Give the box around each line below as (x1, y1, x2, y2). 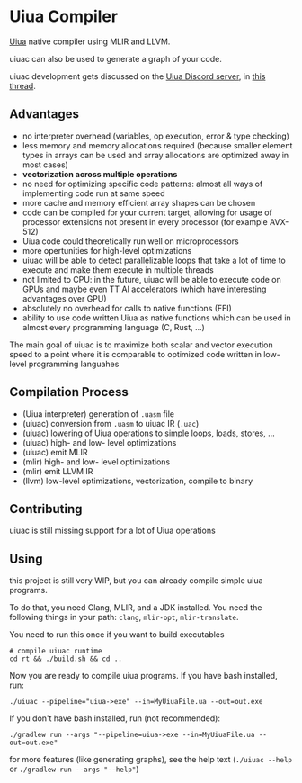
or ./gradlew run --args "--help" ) (9, 763, 139, 775)
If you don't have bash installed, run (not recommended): (9, 713, 220, 724)
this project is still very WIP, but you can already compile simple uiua (9, 575, 263, 586)
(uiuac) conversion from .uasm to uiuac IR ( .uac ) (22, 418, 200, 428)
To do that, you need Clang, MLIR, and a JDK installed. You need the (9, 602, 262, 613)
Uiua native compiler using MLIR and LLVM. (9, 36, 171, 47)
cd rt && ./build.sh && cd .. (9, 654, 123, 663)
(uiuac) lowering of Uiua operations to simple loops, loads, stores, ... (22, 427, 276, 438)
